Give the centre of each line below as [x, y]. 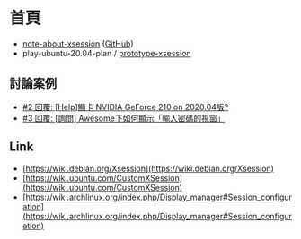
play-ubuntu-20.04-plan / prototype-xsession [106, 53]
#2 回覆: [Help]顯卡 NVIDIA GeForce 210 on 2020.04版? [125, 107]
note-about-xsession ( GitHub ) [78, 43]
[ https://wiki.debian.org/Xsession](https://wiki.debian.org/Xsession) [148, 168]
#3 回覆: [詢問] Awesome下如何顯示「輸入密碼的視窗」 [124, 118]
